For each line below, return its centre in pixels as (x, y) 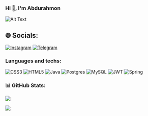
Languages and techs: (33, 61)
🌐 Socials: (22, 35)
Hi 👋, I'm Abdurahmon (33, 8)
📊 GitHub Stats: (25, 85)
